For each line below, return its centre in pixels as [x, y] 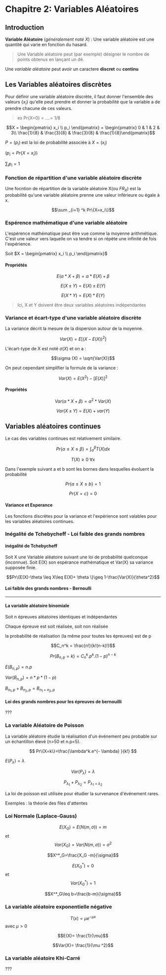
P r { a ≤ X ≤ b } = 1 [83, 484]
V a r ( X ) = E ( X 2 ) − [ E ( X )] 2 [83, 378]
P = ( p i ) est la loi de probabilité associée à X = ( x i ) [56, 143]
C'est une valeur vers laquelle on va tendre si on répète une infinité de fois [81, 239]
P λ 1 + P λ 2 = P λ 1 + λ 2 [83, 783]
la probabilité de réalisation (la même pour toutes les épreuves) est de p [78, 636]
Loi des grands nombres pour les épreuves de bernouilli [63, 702]
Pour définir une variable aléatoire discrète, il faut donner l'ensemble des [79, 96]
